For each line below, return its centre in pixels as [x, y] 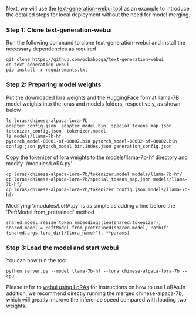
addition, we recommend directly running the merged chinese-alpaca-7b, [95, 293]
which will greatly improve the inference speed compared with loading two [96, 299]
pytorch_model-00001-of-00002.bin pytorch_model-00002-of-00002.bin [92, 141]
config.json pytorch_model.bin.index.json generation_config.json [89, 146]
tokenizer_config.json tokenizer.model [56, 131]
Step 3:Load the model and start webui [62, 248]
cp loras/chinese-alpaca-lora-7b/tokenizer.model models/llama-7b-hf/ [94, 174]
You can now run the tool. [37, 260]
